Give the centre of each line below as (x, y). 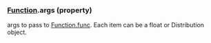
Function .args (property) (50, 10)
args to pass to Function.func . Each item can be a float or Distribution (106, 25)
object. (17, 32)
